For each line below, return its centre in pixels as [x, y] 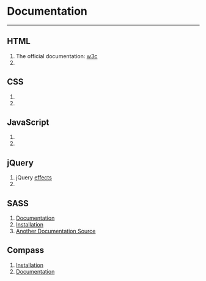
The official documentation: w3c [57, 56]
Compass [26, 250]
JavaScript [28, 122]
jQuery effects [34, 178]
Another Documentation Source [56, 231]
